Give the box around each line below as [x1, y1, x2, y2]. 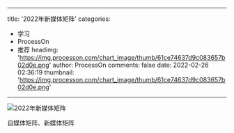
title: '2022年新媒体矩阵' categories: [7, 15, 111, 23]
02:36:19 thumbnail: [17, 68, 75, 77]
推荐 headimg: [17, 46, 59, 54]
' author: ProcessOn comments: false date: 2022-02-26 [49, 61, 209, 69]
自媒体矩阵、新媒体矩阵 [7, 119, 75, 127]
